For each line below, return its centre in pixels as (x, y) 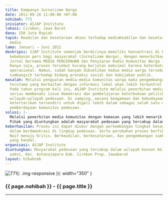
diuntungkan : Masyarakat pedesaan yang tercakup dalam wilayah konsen (80, 150)
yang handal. (23, 140)
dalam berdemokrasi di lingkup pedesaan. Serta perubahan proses (79, 131)
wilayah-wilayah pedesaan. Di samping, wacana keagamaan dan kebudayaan (87, 98)
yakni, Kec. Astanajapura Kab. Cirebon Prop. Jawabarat (69, 154)
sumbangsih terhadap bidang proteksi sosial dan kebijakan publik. (81, 75)
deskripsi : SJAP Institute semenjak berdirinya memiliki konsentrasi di (82, 52)
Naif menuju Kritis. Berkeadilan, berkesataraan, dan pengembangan (81, 136)
